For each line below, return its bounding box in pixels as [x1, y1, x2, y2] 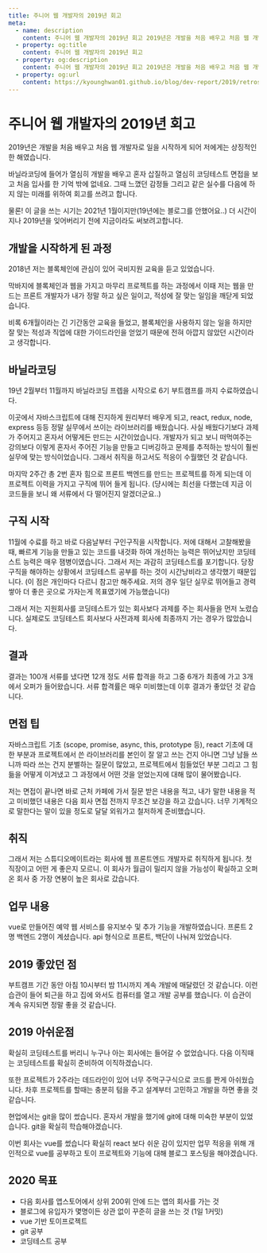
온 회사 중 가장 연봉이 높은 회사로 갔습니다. [8, 874, 140, 884]
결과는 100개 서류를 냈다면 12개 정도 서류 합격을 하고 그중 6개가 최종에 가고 [8, 671, 241, 681]
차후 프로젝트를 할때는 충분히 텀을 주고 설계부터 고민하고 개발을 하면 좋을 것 [25, 1085, 258, 1094]
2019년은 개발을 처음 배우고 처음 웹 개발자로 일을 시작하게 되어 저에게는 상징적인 [8, 142, 257, 152]
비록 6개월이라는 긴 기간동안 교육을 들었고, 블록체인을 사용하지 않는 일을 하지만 [8, 318, 253, 327]
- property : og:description [15, 56, 109, 64]
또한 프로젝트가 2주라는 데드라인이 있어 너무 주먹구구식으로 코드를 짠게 [8, 1074, 227, 1085]
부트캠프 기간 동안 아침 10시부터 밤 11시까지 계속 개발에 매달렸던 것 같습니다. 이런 [8, 980, 258, 989]
